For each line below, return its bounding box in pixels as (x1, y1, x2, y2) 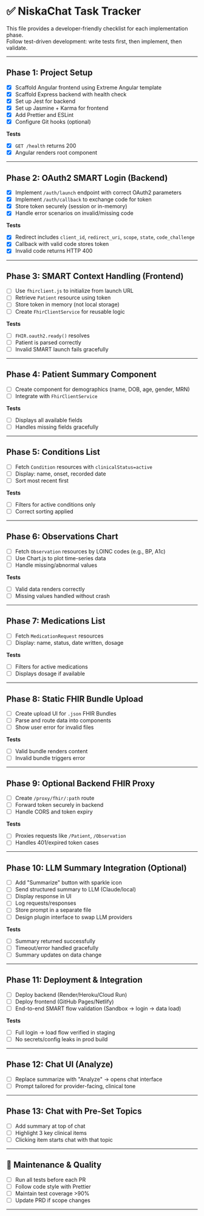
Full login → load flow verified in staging (15, 1028, 115, 1036)
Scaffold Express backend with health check (15, 90, 127, 98)
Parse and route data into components (15, 717, 111, 724)
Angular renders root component (15, 149, 98, 156)
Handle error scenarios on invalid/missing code (15, 209, 134, 217)
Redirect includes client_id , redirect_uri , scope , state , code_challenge (15, 233, 195, 241)
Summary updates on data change (15, 951, 102, 958)
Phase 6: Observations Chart (6, 532, 118, 542)
